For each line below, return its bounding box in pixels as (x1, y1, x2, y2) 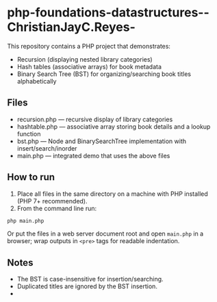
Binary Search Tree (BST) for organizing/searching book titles (16, 70, 192, 78)
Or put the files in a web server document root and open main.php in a (7, 229, 204, 238)
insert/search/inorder (16, 144, 77, 152)
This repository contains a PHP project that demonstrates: (7, 42, 171, 50)
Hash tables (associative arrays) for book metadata (16, 62, 162, 71)
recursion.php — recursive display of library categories (16, 115, 173, 123)
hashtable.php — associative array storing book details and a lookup (16, 122, 211, 131)
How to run (7, 171, 55, 183)
